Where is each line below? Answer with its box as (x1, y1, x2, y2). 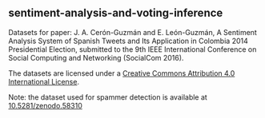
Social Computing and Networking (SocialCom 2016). (8, 53, 184, 62)
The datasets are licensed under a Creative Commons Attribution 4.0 (8, 68, 235, 78)
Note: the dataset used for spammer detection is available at (8, 92, 208, 102)
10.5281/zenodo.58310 (8, 100, 82, 110)
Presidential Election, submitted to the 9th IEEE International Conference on (8, 44, 257, 54)
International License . (8, 77, 80, 86)
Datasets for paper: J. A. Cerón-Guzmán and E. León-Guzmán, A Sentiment (8, 27, 258, 37)
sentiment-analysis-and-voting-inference (8, 6, 223, 20)
